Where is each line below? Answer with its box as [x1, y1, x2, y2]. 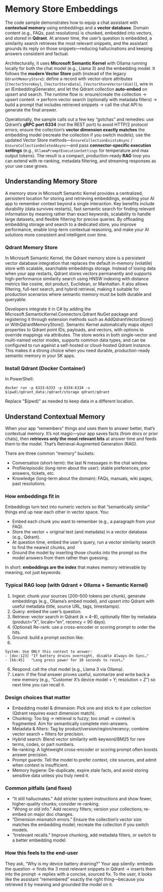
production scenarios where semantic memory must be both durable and [5, 292, 152, 297]
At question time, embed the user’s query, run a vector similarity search [12, 539, 156, 545]
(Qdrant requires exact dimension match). [12, 710, 96, 716]
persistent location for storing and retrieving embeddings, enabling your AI [5, 195, 155, 201]
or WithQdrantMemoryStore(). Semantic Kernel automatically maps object [5, 321, 153, 328]
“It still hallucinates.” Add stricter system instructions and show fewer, [12, 796, 152, 802]
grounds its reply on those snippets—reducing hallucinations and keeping [5, 45, 153, 51]
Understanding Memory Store [5, 177, 98, 186]
